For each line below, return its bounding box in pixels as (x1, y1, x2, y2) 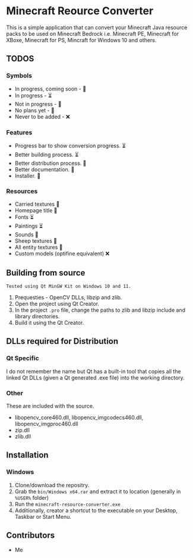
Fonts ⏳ (14, 214, 34, 221)
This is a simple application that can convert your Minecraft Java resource (6, 24, 188, 31)
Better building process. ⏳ (14, 151, 79, 158)
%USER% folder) (14, 494, 49, 501)
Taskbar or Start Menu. (14, 513, 72, 520)
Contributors (6, 531, 55, 541)
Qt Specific (6, 354, 40, 362)
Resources (6, 187, 38, 195)
